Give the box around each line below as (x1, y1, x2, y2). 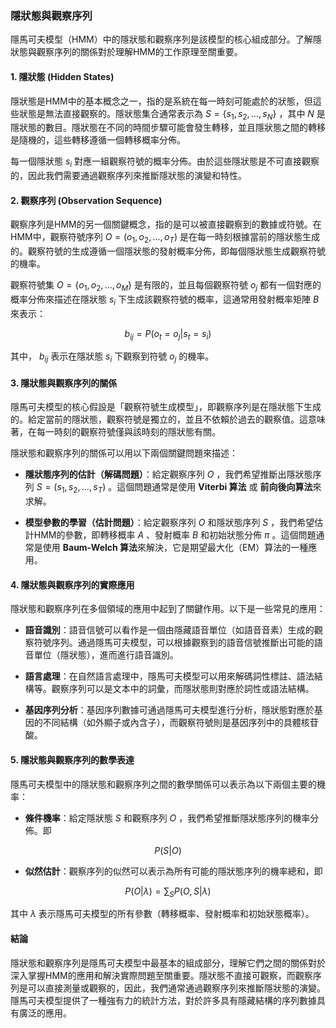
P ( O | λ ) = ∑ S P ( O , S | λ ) (124, 885, 212, 899)
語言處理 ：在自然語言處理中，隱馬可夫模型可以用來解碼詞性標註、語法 (24, 670, 315, 682)
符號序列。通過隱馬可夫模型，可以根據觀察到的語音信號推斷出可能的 (33, 637, 315, 649)
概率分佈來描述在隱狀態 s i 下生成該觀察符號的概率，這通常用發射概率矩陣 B (10, 293, 320, 307)
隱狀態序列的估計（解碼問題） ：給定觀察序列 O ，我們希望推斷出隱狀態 (24, 468, 313, 481)
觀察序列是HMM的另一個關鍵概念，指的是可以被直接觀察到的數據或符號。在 (10, 218, 322, 231)
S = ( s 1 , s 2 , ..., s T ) (36, 481, 107, 496)
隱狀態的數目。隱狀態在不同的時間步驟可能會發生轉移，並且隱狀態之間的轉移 (10, 122, 326, 134)
